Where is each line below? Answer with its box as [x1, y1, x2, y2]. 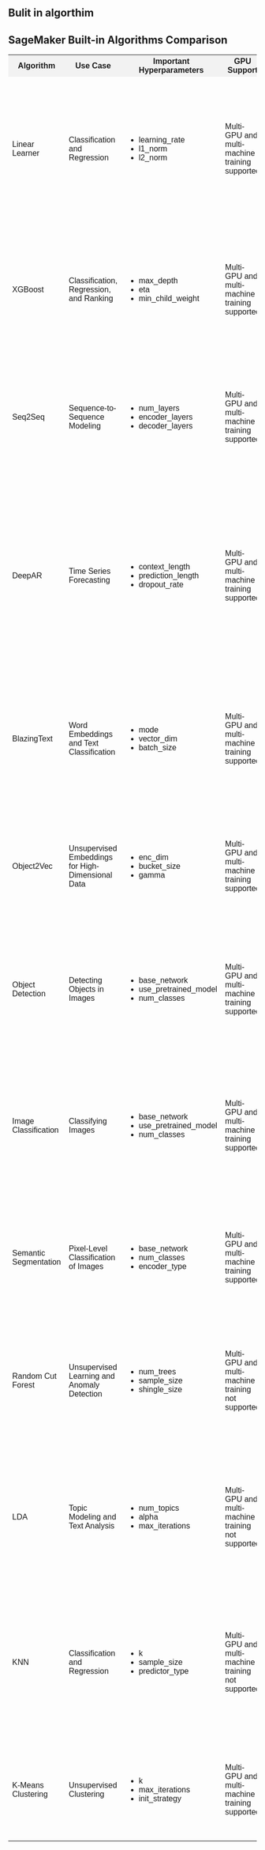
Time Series [68, 567, 111, 576]
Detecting [68, 976, 103, 985]
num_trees [138, 1367, 177, 1376]
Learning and [68, 1372, 116, 1381]
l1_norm [138, 144, 168, 153]
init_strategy [138, 1794, 181, 1803]
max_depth [138, 276, 178, 285]
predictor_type [138, 1667, 189, 1676]
